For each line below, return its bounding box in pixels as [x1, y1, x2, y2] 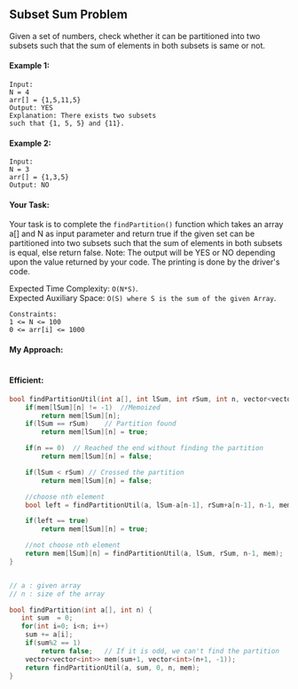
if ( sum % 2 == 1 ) [25, 638, 82, 647]
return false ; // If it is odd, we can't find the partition [41, 646, 279, 655]
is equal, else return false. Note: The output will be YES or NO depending [9, 248, 276, 258]
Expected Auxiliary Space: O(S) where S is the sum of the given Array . [9, 293, 277, 304]
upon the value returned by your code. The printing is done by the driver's [9, 257, 280, 267]
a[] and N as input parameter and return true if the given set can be [9, 228, 255, 239]
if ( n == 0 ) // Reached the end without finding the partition [25, 444, 264, 453]
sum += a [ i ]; [25, 630, 74, 639]
